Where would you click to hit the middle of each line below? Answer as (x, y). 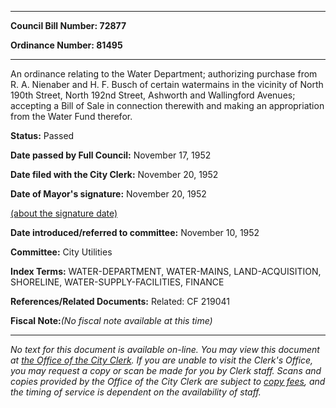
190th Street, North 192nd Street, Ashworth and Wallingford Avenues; (153, 95)
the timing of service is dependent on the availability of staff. (136, 392)
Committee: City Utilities (61, 252)
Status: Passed (42, 135)
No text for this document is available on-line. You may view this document (165, 349)
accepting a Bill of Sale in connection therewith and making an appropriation (167, 105)
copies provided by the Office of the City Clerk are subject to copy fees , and (168, 381)
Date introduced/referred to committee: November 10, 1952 (135, 232)
